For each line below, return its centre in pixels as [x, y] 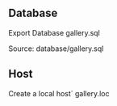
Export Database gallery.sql [54, 32]
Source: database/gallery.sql [56, 49]
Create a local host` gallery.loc [59, 93]
